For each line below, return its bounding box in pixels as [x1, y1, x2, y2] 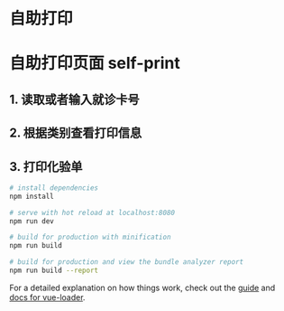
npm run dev [9, 216, 54, 226]
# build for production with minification [9, 232, 171, 242]
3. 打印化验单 [9, 159, 83, 174]
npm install [9, 192, 54, 201]
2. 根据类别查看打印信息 [9, 126, 142, 141]
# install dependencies [9, 183, 99, 193]
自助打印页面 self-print [9, 53, 180, 73]
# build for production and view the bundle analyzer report [9, 258, 244, 267]
